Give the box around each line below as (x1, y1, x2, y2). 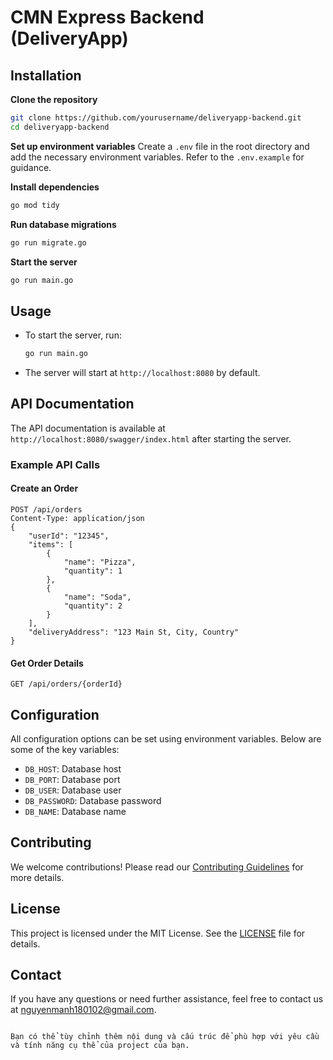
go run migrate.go (10, 237, 87, 248)
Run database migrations (10, 218, 117, 230)
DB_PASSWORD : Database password (24, 795, 162, 807)
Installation (10, 67, 82, 84)
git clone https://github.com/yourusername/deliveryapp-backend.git (10, 113, 302, 123)
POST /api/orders (10, 505, 83, 515)
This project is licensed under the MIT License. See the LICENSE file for (10, 927, 306, 939)
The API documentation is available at (10, 422, 166, 434)
